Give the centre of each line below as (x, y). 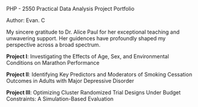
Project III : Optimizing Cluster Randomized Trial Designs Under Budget (94, 92)
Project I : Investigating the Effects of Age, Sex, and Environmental (88, 56)
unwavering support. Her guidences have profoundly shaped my (86, 38)
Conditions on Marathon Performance (53, 63)
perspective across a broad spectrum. (53, 45)
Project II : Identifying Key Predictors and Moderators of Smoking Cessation (99, 74)
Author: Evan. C (25, 20)
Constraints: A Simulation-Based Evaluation (60, 99)
